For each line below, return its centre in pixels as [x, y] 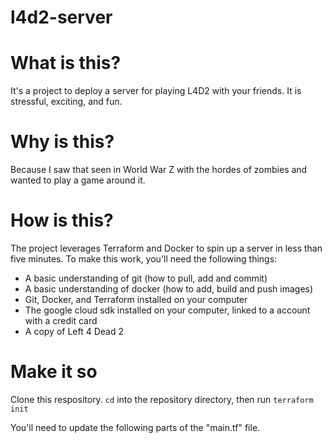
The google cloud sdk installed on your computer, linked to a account [167, 310]
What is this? [66, 63]
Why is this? [62, 142]
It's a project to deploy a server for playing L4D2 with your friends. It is [156, 91]
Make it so [54, 372]
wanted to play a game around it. [78, 180]
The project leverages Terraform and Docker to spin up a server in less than [166, 248]
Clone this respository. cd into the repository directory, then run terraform [162, 399]
